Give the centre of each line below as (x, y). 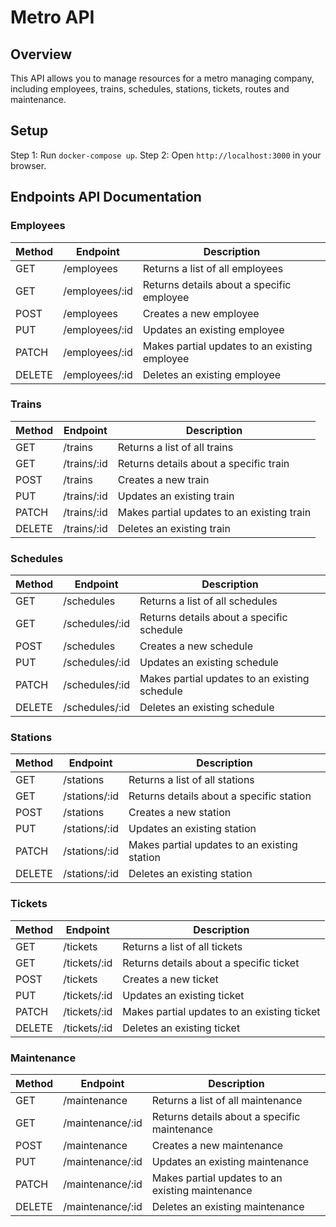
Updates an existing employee (213, 329)
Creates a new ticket (170, 979)
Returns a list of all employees (213, 268)
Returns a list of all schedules (208, 601)
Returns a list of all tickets (182, 946)
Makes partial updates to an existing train (214, 512)
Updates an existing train (176, 496)
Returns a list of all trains (175, 447)
